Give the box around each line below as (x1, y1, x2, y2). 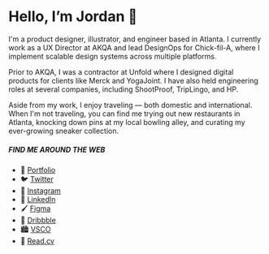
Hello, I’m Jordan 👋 (8, 7, 138, 26)
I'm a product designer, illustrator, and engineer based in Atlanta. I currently (8, 34, 262, 44)
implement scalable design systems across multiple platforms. (8, 51, 217, 61)
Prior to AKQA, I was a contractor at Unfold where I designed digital (8, 67, 234, 76)
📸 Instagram (20, 186, 61, 196)
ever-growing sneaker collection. (8, 126, 119, 136)
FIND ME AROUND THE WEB (8, 144, 106, 154)
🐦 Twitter (20, 174, 54, 183)
